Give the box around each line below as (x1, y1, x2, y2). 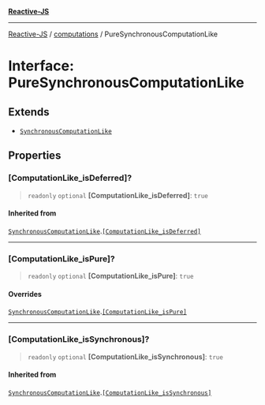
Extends (8, 105, 50, 118)
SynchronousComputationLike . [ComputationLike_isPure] (8, 307, 187, 317)
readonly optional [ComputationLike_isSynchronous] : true (27, 351, 223, 362)
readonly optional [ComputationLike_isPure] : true (27, 272, 194, 281)
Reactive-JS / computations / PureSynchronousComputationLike (8, 29, 218, 39)
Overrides (8, 289, 42, 298)
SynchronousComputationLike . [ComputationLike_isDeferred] (8, 226, 201, 235)
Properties (8, 149, 62, 163)
